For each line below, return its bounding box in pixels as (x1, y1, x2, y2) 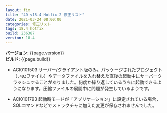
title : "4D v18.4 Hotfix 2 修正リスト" (5, 12, 85, 17)
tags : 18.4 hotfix (5, 26, 44, 31)
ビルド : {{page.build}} (5, 56, 51, 62)
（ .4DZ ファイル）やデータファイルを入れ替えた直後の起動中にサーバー (12, 73, 158, 79)
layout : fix (5, 7, 30, 13)
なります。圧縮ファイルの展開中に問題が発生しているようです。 (21, 85, 152, 91)
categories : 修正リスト (5, 21, 51, 27)
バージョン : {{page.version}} (5, 50, 64, 56)
